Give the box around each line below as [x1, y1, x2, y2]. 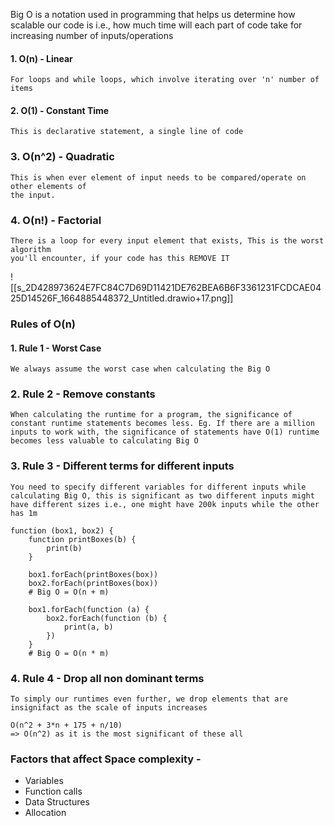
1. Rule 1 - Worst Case [10, 342, 102, 354]
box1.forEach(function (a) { [28, 604, 150, 614]
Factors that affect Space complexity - [10, 752, 202, 766]
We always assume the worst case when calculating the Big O [10, 364, 271, 374]
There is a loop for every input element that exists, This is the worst [10, 236, 325, 246]
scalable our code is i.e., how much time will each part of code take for [10, 19, 303, 31]
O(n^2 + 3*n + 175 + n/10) [10, 720, 123, 731]
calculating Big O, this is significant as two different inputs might [10, 490, 315, 501]
